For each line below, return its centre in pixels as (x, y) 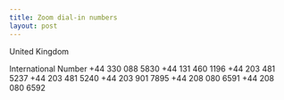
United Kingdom (39, 51)
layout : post (33, 26)
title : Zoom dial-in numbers (63, 17)
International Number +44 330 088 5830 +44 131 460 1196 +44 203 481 (142, 69)
